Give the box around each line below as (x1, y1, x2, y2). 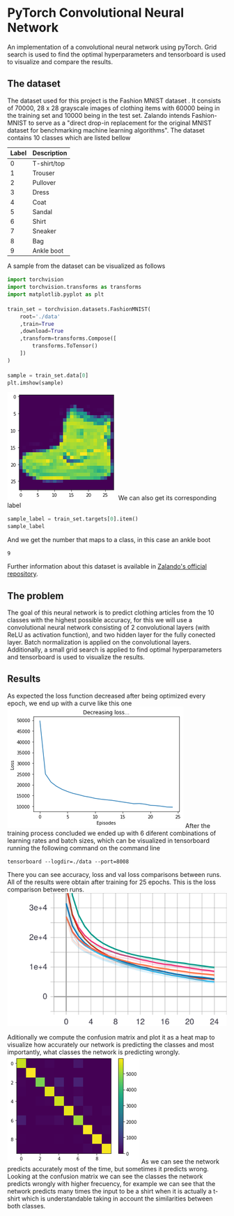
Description (32, 149, 68, 158)
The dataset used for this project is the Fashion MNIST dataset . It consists (7, 96, 221, 105)
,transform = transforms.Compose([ (19, 335, 117, 343)
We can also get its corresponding (118, 494, 217, 502)
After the (185, 821, 211, 830)
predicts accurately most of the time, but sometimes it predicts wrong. (7, 1165, 209, 1173)
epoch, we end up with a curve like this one (7, 699, 132, 707)
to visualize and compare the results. (7, 57, 114, 66)
